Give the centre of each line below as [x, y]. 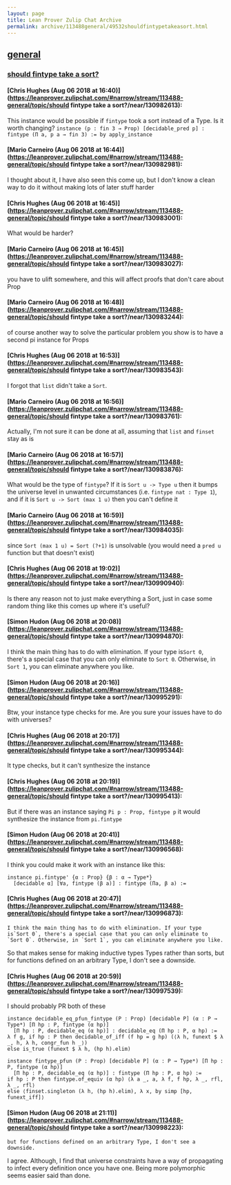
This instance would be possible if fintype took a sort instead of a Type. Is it [115, 120]
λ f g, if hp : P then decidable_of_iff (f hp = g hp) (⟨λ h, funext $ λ [115, 1037]
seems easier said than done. [49, 1175]
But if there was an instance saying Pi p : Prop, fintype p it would [104, 811]
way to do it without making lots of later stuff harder [81, 187]
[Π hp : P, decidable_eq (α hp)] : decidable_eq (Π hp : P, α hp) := [115, 1031]
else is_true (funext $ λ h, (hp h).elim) [69, 1049]
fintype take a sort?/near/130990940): [127, 583]
